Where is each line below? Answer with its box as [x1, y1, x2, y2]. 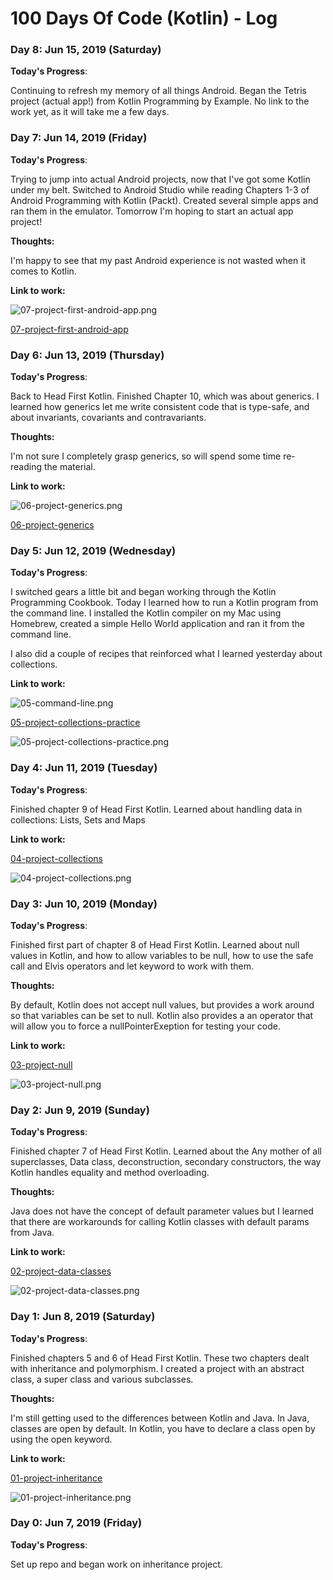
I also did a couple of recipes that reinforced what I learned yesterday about [10, 648, 323, 660]
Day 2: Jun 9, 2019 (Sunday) [10, 1103, 150, 1117]
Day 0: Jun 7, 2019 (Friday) [10, 1516, 143, 1530]
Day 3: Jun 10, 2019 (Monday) [10, 897, 158, 911]
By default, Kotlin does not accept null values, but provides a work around [10, 998, 315, 1011]
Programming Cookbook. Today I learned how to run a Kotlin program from [10, 597, 319, 609]
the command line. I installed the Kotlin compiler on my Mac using [10, 607, 282, 619]
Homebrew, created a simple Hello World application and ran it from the [10, 618, 305, 630]
